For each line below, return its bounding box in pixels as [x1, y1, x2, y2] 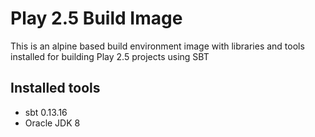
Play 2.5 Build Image [10, 7, 183, 30]
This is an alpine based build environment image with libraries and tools [10, 40, 305, 52]
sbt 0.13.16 [24, 106, 68, 118]
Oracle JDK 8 [24, 117, 81, 129]
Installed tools [10, 80, 101, 97]
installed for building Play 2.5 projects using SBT [10, 50, 210, 62]
